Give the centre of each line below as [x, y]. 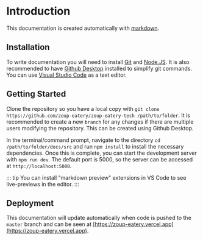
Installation [28, 47]
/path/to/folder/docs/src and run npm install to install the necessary [95, 146]
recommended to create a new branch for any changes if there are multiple [100, 122]
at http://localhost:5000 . [39, 166]
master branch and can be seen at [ [51, 224]
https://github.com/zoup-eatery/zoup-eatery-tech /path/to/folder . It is [98, 115]
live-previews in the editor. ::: [43, 184]
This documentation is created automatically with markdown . [83, 28]
